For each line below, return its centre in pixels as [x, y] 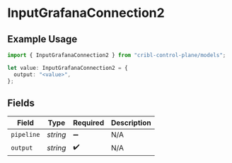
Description [131, 123]
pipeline [25, 135]
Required [89, 123]
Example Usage [42, 39]
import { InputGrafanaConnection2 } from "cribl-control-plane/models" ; [117, 55]
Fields [21, 103]
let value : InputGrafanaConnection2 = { [68, 68]
